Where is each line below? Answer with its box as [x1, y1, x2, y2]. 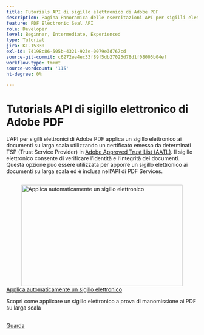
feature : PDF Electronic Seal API [6, 20, 94, 26]
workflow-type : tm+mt [6, 59, 61, 66]
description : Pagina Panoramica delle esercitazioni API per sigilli [6, 15, 186, 21]
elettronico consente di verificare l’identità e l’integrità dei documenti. [6, 155, 180, 162]
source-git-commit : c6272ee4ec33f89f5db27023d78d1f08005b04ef [6, 54, 167, 60]
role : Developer [6, 25, 47, 32]
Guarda [6, 322, 25, 329]
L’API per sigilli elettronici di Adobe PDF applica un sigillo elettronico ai [6, 135, 182, 143]
